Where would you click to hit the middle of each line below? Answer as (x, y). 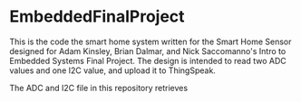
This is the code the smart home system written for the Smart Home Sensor (150, 42)
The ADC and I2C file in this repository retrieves (99, 88)
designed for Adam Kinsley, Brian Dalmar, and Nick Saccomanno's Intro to (148, 51)
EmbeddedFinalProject (97, 17)
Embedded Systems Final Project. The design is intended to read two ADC (148, 60)
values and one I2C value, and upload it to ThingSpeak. (112, 70)
